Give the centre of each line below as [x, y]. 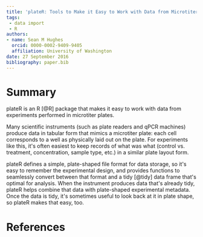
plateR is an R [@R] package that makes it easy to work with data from [94, 109]
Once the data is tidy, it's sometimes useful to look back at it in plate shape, [100, 196]
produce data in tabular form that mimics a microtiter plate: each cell [92, 133]
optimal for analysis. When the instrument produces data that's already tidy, [101, 183]
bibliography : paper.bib [37, 62]
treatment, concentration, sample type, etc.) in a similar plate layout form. [98, 153]
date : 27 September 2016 [37, 57]
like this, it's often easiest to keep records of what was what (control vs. [96, 146]
